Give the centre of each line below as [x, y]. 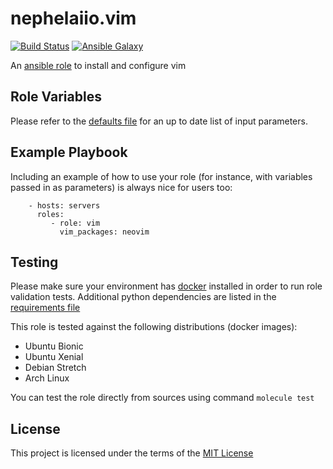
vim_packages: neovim [104, 232]
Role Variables [56, 97]
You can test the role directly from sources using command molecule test [162, 398]
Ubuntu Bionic [54, 346]
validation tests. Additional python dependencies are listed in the [143, 297]
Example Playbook [69, 152]
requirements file [45, 308]
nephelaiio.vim [73, 18]
